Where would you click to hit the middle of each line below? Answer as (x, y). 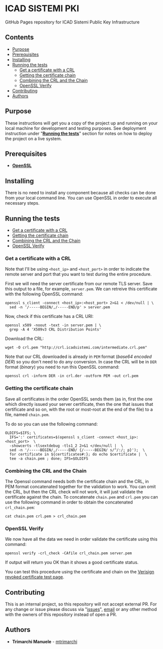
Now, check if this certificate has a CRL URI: (49, 316)
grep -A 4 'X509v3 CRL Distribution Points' (55, 330)
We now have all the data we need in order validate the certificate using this (81, 539)
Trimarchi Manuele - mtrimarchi (45, 641)
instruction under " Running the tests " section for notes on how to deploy (79, 133)
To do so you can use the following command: (51, 424)
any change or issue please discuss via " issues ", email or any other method (81, 609)
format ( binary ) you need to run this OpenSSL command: (62, 367)
